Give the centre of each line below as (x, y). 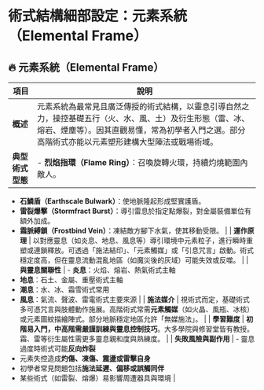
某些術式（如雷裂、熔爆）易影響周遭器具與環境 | (97, 378)
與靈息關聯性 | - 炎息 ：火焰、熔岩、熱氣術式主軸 (97, 270)
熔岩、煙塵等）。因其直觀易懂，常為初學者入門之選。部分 (141, 130)
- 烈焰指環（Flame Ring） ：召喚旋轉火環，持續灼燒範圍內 (142, 162)
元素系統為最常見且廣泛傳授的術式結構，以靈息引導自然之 (143, 107)
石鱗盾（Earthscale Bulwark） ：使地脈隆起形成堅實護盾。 (112, 201)
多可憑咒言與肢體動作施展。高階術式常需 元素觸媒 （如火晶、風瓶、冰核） (136, 309)
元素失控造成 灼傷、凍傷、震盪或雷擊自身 (85, 358)
